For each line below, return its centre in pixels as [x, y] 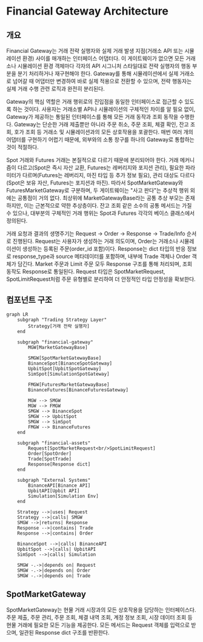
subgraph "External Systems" [54, 480]
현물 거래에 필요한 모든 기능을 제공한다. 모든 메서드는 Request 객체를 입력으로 [98, 625]
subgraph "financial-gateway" [55, 342]
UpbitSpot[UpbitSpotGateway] [65, 368]
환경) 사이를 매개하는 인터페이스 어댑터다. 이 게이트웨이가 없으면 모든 [103, 58]
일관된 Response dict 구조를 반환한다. [65, 632]
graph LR [17, 314]
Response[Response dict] [59, 464]
